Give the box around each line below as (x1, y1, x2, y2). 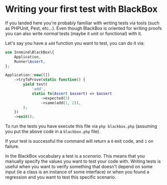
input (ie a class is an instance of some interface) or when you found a (5, 169, 150, 175)
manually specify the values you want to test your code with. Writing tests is (5, 158, 161, 165)
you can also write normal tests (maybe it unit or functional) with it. (5, 30, 143, 36)
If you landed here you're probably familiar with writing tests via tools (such (5, 20, 160, 26)
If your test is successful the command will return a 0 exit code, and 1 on (5, 138, 154, 144)
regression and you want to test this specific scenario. (5, 174, 116, 180)
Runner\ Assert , (14, 59, 46, 64)
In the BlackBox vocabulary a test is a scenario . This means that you (5, 153, 145, 159)
